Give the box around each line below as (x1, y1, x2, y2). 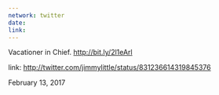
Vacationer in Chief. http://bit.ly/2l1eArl (8, 48, 133, 57)
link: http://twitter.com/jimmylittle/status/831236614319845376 (8, 63, 211, 72)
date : (8, 19, 26, 27)
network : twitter (8, 11, 65, 20)
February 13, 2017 (8, 78, 66, 87)
